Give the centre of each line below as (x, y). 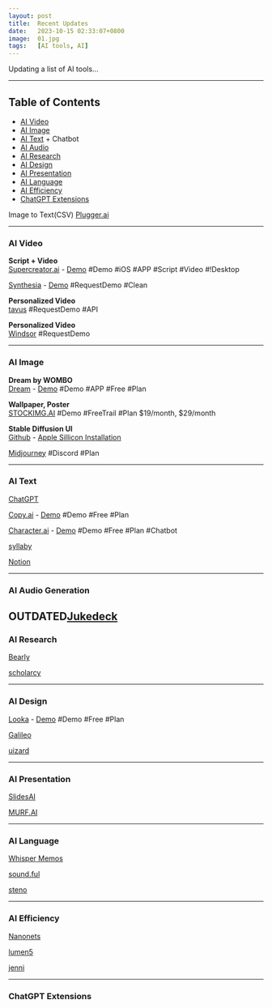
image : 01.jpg (34, 38)
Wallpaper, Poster (39, 404)
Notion (19, 561)
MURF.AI (23, 812)
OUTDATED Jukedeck (63, 617)
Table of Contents (55, 102)
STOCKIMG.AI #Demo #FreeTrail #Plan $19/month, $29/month (112, 413)
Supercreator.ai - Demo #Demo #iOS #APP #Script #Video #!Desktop (124, 270)
